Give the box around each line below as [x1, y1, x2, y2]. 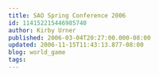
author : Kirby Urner [8, 26, 77, 34]
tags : [8, 56, 26, 64]
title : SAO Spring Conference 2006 [8, 11, 126, 20]
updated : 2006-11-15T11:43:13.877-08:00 [8, 41, 145, 49]
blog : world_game [8, 48, 66, 56]
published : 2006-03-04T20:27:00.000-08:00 [8, 33, 151, 42]
